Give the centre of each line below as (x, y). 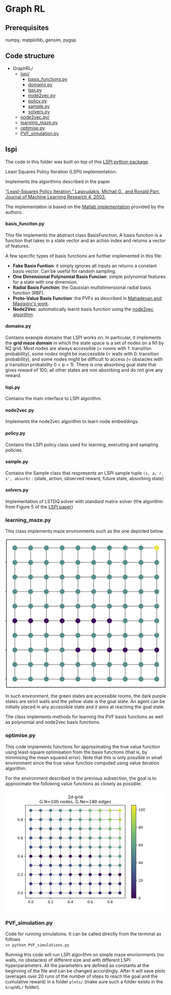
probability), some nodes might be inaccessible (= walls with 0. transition (82, 354)
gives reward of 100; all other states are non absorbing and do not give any (84, 370)
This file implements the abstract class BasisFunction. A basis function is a (84, 235)
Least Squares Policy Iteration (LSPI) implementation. (61, 171)
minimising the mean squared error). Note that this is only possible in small (84, 757)
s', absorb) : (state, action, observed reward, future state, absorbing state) (85, 478)
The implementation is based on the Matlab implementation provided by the (85, 207)
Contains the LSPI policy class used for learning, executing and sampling (82, 444)
